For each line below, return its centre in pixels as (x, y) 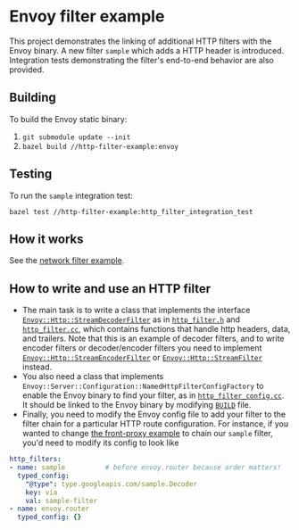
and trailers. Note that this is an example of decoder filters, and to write (153, 339)
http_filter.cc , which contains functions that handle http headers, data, (156, 329)
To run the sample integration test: (71, 195)
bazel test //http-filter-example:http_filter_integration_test (131, 211)
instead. (37, 367)
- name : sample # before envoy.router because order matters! (145, 468)
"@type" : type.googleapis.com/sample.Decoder (112, 484)
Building (33, 98)
